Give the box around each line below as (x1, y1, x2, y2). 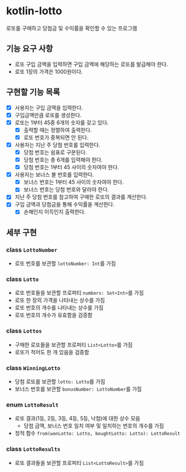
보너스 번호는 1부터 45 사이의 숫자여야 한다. (23, 178, 124, 185)
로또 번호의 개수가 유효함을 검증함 (14, 311, 93, 319)
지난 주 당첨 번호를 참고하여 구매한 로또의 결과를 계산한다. (14, 193, 148, 200)
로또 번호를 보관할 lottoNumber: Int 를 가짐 (14, 260, 116, 267)
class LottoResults (6, 445, 61, 453)
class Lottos (6, 327, 42, 335)
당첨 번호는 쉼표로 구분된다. (23, 149, 87, 156)
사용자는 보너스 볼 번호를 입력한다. (14, 171, 94, 178)
